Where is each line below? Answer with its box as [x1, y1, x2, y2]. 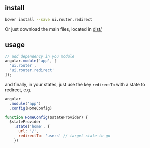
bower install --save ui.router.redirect [5, 17, 93, 22]
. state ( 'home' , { [14, 124, 50, 129]
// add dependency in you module [5, 54, 75, 59]
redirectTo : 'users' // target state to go [18, 133, 111, 138]
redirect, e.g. [5, 87, 31, 93]
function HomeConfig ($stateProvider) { [5, 115, 88, 120]
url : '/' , [18, 129, 39, 134]
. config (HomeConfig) [9, 106, 52, 111]
